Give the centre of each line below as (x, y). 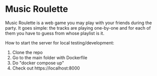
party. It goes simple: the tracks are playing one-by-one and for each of (78, 28)
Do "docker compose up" (38, 63)
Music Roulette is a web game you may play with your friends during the (78, 23)
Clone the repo (27, 52)
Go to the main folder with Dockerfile (50, 57)
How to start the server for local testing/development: (60, 42)
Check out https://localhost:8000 (46, 68)
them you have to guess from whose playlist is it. (55, 33)
